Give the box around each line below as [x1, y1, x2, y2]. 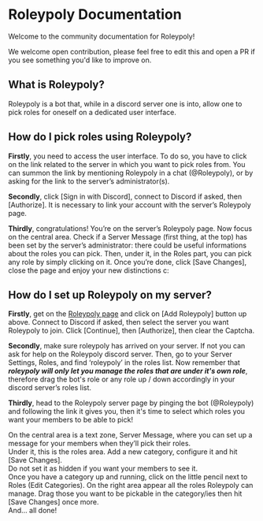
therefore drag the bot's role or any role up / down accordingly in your [8, 374, 235, 384]
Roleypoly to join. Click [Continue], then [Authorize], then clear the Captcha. [8, 326, 255, 336]
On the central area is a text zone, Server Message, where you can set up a [8, 430, 253, 440]
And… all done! [8, 506, 57, 515]
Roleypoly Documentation [8, 6, 183, 24]
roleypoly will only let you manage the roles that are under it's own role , [8, 367, 248, 376]
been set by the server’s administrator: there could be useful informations [8, 240, 246, 250]
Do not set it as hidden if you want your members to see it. [8, 463, 198, 474]
